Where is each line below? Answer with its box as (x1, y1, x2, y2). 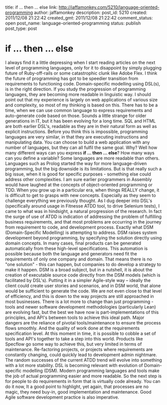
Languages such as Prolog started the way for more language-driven (5, 160, 147, 166)
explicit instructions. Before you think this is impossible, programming (5, 128, 148, 134)
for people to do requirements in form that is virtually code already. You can (5, 378, 161, 384)
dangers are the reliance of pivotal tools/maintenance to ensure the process (5, 319, 161, 325)
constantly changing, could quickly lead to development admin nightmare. (5, 351, 158, 357)
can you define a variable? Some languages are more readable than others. (5, 155, 160, 161)
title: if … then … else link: (5, 4, 58, 10)
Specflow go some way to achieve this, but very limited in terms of (5, 341, 142, 347)
